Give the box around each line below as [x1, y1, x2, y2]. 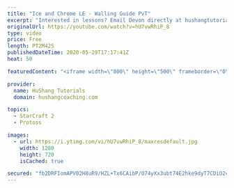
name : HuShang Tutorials [13, 87, 86, 94]
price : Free [7, 36, 42, 43]
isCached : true [19, 157, 64, 164]
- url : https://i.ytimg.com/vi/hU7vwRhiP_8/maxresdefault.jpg [13, 138, 198, 145]
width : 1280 [19, 144, 54, 152]
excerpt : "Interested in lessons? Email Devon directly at [7, 17, 182, 24]
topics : [7, 106, 30, 113]
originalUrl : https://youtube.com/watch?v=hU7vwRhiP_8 [7, 23, 170, 30]
